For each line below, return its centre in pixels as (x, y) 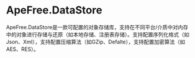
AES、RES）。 (23, 49)
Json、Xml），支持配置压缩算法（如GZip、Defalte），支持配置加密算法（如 (96, 42)
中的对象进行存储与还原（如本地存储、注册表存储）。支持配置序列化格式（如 (98, 34)
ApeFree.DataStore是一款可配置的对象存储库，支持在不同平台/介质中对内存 (97, 27)
